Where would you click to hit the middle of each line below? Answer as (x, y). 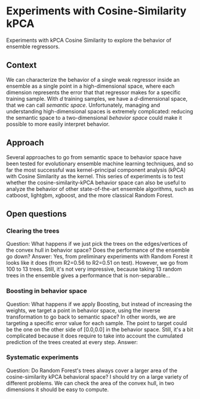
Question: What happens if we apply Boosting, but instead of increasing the (99, 304)
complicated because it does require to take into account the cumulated (95, 336)
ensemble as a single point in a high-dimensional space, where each (90, 86)
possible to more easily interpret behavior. (58, 124)
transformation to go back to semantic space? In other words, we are (91, 317)
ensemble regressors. (33, 47)
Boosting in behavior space (47, 291)
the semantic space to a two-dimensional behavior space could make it (94, 117)
